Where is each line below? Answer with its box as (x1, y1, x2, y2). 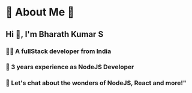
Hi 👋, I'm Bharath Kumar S (5, 29, 104, 39)
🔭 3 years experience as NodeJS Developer (5, 63, 134, 71)
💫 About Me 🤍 (5, 5, 74, 19)
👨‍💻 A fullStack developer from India (5, 47, 112, 55)
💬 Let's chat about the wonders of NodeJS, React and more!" (5, 79, 187, 87)
